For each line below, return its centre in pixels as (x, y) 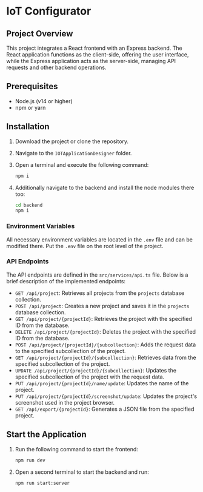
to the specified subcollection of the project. (70, 351)
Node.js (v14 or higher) (44, 101)
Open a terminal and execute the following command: (82, 164)
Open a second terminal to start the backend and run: (82, 472)
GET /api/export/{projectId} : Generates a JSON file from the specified (105, 409)
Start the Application (46, 435)
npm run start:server (42, 483)
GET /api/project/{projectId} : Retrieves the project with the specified (103, 318)
